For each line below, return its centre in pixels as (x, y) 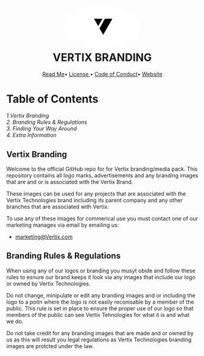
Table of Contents (52, 99)
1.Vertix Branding (28, 116)
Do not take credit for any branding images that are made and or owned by (100, 333)
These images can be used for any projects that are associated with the (96, 194)
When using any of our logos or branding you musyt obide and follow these (101, 271)
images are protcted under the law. (50, 346)
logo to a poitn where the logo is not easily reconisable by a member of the (100, 302)
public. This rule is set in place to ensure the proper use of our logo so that (100, 308)
